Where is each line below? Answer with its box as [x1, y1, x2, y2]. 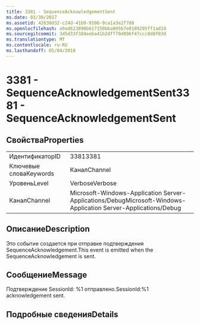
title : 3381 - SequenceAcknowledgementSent [6, 8, 116, 15]
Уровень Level [9, 179, 49, 187]
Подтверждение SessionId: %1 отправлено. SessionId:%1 [6, 286, 149, 293]
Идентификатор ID [9, 152, 61, 160]
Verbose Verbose [70, 179, 117, 187]
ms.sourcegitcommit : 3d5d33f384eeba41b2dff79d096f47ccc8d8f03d [6, 31, 167, 37]
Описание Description [6, 224, 90, 234]
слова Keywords [9, 169, 55, 177]
